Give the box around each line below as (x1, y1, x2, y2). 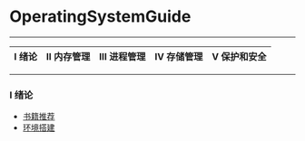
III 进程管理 (99, 50, 146, 62)
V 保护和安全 (212, 50, 267, 62)
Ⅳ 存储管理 (153, 50, 203, 62)
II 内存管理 (45, 50, 91, 62)
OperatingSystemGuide (9, 6, 192, 27)
